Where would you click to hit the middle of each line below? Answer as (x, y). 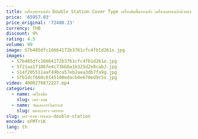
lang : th (17, 127)
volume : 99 (19, 45)
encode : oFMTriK (26, 122)
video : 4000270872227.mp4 (38, 83)
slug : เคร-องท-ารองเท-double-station (48, 116)
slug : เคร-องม (32, 99)
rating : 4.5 (21, 39)
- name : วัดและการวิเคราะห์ (37, 105)
